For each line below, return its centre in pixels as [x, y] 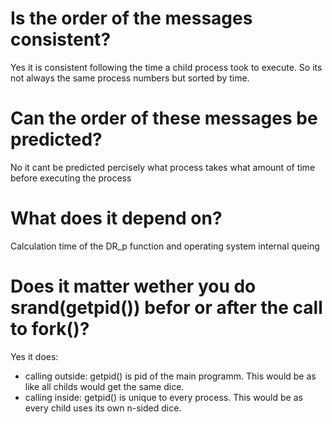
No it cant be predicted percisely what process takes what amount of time [163, 167]
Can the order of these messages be [164, 118]
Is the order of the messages [131, 18]
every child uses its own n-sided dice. [103, 408]
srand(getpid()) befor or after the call [166, 308]
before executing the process [71, 178]
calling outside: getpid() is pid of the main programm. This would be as [170, 376]
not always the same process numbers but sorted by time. [130, 78]
